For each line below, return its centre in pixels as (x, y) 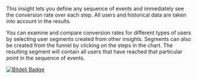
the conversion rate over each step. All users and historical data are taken (96, 15)
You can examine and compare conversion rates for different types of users (99, 33)
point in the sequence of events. (45, 58)
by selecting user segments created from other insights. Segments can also (99, 39)
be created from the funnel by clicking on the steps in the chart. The (90, 45)
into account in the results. (39, 21)
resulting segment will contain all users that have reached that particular (94, 52)
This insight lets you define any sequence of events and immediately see (95, 9)
